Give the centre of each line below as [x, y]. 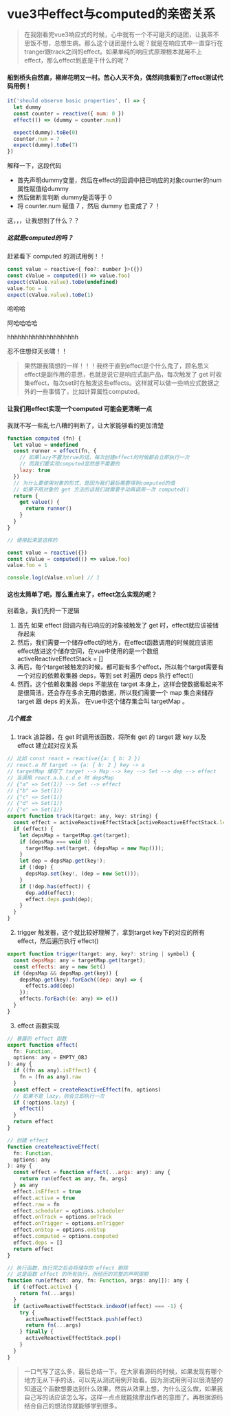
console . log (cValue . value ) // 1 [53, 578]
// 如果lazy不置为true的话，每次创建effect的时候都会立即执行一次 [104, 458]
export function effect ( [43, 1045]
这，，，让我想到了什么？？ [43, 221]
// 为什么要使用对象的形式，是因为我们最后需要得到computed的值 [94, 483]
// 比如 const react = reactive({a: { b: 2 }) [74, 759]
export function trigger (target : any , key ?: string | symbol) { [101, 954]
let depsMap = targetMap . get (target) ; [75, 835]
